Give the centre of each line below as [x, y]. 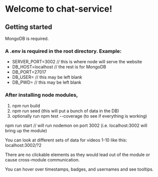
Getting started [29, 27]
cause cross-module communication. [42, 159]
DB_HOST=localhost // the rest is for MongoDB [59, 67]
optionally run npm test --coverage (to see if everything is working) [79, 116]
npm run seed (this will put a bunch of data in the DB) [65, 111]
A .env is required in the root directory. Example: [63, 51]
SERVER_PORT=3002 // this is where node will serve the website [77, 62]
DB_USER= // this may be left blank [47, 77]
